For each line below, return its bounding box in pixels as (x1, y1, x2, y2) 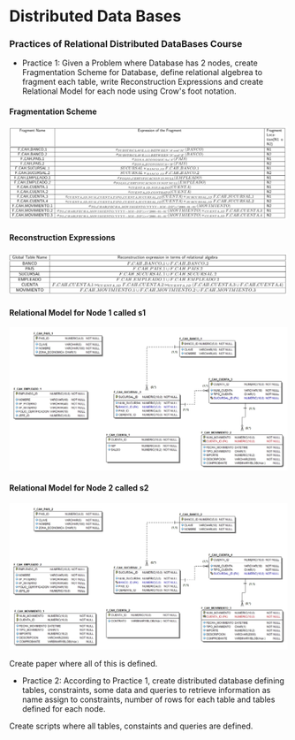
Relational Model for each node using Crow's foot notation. (21, 86, 237, 96)
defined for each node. (21, 704, 106, 714)
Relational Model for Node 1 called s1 (9, 307, 147, 317)
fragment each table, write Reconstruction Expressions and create (21, 77, 263, 88)
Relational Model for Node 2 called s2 (9, 483, 149, 493)
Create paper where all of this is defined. (9, 659, 158, 669)
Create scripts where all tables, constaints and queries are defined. (9, 721, 253, 731)
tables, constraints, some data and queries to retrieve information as (21, 685, 271, 696)
